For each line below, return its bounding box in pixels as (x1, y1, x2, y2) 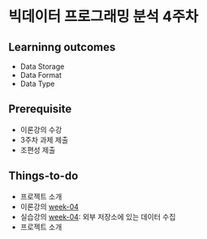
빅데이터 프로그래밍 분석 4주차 (8, 7, 199, 26)
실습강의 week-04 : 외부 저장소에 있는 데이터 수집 (19, 211, 176, 221)
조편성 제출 (19, 145, 56, 155)
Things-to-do (8, 169, 79, 183)
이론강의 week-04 (19, 202, 80, 211)
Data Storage (19, 62, 65, 71)
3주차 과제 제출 (19, 134, 69, 144)
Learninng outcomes (8, 40, 116, 53)
